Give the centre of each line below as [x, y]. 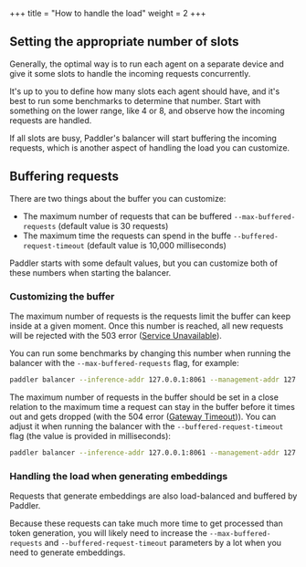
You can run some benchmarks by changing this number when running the [150, 353]
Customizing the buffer [62, 296]
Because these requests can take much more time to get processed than [146, 523]
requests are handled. [51, 120]
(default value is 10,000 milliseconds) [156, 245]
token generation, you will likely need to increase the [109, 532]
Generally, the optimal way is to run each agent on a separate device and [147, 64]
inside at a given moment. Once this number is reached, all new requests [147, 325]
